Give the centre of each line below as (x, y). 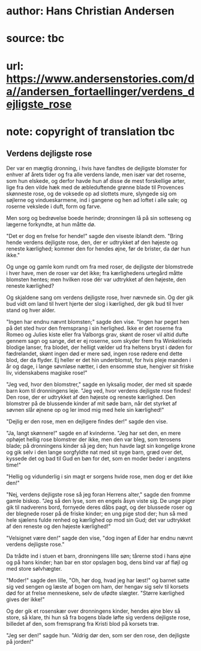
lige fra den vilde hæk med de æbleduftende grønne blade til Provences (95, 187)
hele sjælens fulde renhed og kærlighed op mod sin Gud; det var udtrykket (98, 520)
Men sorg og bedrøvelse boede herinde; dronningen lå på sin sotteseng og (99, 218)
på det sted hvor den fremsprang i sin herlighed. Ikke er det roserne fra (94, 328)
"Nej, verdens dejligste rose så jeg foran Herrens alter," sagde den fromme (98, 494)
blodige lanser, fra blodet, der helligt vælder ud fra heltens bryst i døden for (100, 347)
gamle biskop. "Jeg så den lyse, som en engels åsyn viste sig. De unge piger (101, 501)
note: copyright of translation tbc (91, 132)
